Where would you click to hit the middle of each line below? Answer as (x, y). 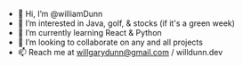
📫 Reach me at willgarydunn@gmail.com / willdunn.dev (120, 52)
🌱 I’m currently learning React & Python (89, 33)
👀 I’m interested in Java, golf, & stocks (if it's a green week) (126, 23)
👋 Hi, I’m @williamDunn (60, 14)
